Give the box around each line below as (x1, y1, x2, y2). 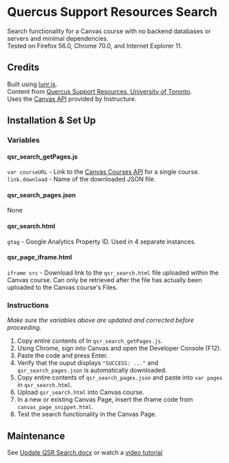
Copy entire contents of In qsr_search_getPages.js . (17, 337, 163, 345)
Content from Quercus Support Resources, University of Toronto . (7, 87, 192, 95)
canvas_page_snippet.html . (17, 403, 94, 411)
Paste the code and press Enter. (17, 351, 108, 359)
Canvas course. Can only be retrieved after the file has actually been (7, 275, 202, 284)
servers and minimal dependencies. (7, 34, 109, 42)
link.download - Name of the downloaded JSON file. (7, 175, 157, 184)
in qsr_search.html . (17, 381, 72, 389)
